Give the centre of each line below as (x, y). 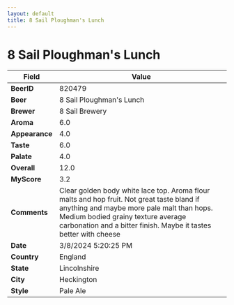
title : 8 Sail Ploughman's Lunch (56, 20)
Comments (30, 212)
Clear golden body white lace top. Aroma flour (134, 191)
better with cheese (89, 235)
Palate (22, 156)
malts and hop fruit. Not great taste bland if (129, 200)
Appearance (32, 134)
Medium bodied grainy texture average (123, 217)
